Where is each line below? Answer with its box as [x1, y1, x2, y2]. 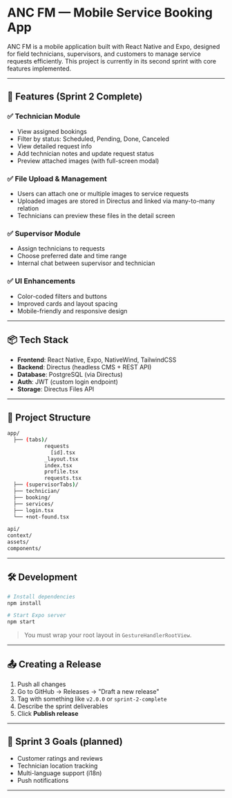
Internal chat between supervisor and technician [17, 259, 155, 267]
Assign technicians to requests [17, 244, 106, 253]
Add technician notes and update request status [17, 149, 154, 157]
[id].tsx [50, 449, 76, 456]
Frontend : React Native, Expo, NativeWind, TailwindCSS [17, 356, 177, 364]
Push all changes [17, 680, 66, 688]
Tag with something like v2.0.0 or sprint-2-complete [17, 695, 167, 703]
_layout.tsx [43, 456, 79, 463]
